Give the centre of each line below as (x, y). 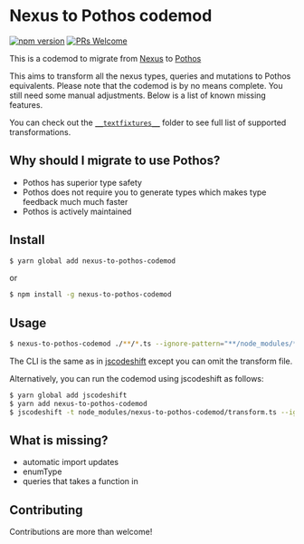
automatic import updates (71, 462)
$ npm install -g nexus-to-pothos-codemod (90, 295)
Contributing (46, 510)
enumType (42, 471)
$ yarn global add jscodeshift (68, 395)
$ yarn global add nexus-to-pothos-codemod (93, 261)
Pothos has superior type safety (82, 182)
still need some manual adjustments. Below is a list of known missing (138, 95)
